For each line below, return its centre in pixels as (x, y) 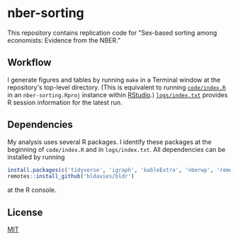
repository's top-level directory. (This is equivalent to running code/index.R (117, 87)
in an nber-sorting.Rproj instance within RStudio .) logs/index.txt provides (118, 94)
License (25, 212)
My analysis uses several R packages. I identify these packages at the (109, 142)
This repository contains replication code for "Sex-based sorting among (112, 33)
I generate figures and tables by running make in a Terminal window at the (114, 80)
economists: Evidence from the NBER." (64, 40)
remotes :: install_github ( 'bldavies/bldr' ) (71, 176)
